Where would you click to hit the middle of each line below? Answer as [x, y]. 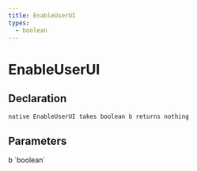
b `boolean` [27, 160]
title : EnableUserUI [42, 15]
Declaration [38, 99]
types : [19, 23]
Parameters [38, 141]
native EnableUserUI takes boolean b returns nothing [99, 117]
